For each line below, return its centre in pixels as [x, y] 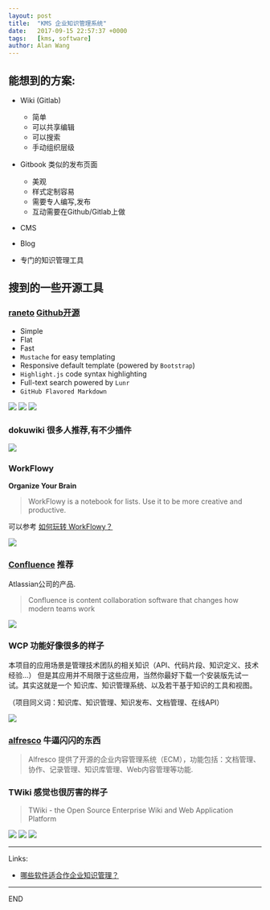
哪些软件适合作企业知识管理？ [69, 875]
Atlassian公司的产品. [42, 584]
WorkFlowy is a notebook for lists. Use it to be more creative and [135, 501]
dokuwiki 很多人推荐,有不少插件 [70, 430]
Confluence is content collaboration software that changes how [133, 600]
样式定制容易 [53, 191]
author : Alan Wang [39, 46]
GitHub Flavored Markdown [63, 392]
